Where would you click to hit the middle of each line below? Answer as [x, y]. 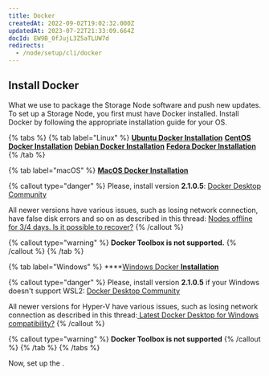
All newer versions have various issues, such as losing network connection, [133, 210]
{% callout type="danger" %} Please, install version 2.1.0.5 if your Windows [134, 282]
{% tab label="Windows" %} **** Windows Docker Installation [114, 267]
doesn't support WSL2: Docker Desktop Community [94, 291]
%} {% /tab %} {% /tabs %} [54, 347]
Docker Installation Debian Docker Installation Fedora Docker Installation [132, 146]
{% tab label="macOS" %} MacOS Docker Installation [98, 170]
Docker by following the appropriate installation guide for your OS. [118, 122]
